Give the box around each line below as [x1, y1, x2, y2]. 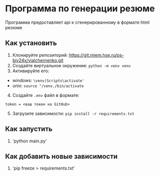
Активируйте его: [12, 68, 50, 74]
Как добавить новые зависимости [5, 152, 118, 161]
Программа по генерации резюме [5, 3, 155, 14]
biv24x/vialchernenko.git [12, 57, 64, 63]
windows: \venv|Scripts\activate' [12, 77, 85, 83]
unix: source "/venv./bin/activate [12, 83, 84, 88]
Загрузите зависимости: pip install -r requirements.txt [12, 110, 135, 116]
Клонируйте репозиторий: [12, 52, 68, 58]
